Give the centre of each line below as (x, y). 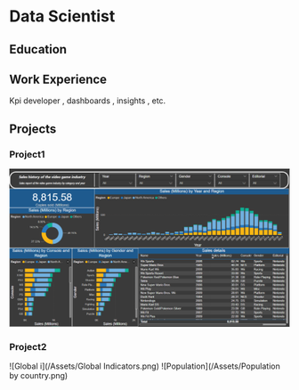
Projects (33, 129)
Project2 (28, 346)
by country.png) (39, 376)
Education (38, 49)
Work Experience (58, 79)
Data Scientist (62, 16)
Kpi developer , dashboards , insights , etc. (88, 101)
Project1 (27, 154)
